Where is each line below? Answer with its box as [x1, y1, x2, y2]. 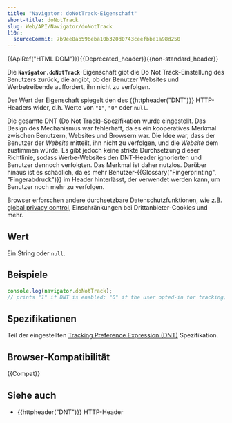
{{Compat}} [7, 370, 40, 378]
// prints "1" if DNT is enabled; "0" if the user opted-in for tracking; [7, 294, 227, 301]
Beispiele [7, 269, 48, 281]
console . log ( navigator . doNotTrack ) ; [7, 287, 113, 294]
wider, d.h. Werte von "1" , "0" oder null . [32, 104, 148, 112]
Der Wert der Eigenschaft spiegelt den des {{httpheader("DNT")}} [7, 96, 195, 104]
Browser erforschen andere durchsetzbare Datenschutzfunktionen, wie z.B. [7, 196, 222, 204]
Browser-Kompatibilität [7, 351, 110, 363]
